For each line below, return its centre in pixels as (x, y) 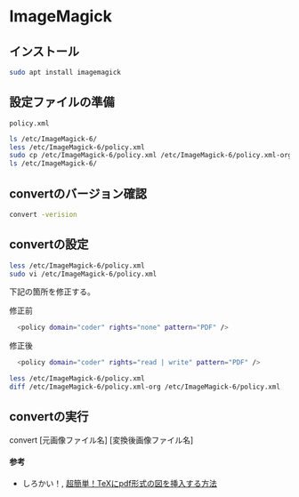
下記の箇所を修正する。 (52, 292)
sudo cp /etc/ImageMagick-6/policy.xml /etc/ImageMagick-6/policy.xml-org (151, 156)
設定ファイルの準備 (62, 103)
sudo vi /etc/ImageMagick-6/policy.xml (83, 274)
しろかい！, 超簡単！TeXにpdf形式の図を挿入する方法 (120, 483)
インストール (44, 51)
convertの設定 (49, 245)
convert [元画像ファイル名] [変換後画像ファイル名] (101, 440)
